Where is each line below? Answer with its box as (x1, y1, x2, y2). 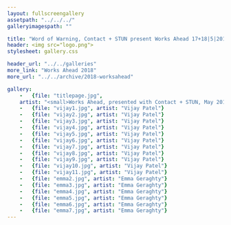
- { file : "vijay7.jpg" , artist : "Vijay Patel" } (19, 143, 165, 150)
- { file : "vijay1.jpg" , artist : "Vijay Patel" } (19, 105, 165, 112)
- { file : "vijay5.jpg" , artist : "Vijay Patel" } (19, 130, 165, 138)
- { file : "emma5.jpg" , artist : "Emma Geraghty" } (19, 194, 168, 202)
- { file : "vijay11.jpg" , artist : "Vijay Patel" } (19, 169, 168, 176)
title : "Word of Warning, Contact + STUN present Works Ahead (7, 35, 189, 42)
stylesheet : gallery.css (7, 48, 78, 55)
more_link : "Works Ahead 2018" (7, 67, 97, 74)
